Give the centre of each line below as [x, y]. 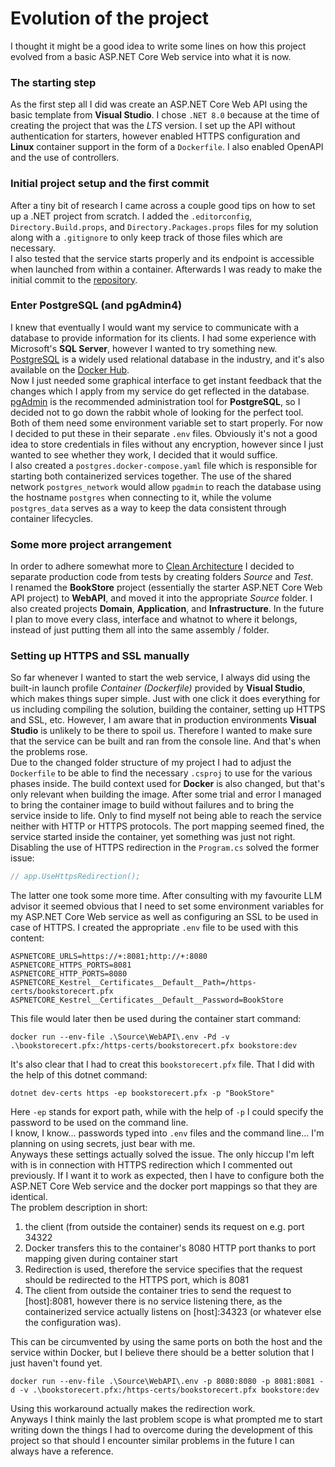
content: [27, 938]
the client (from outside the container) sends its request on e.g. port [164, 1227]
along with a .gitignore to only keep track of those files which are [146, 237]
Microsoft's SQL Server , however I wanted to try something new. [144, 348]
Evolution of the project [110, 18]
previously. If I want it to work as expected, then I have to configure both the [167, 1176]
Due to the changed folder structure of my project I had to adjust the [151, 763]
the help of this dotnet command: [79, 1075]
